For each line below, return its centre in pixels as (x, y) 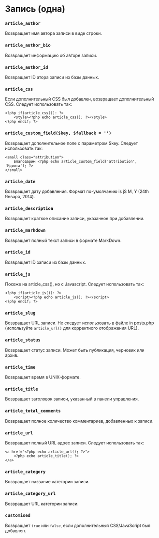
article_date (20, 181)
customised (18, 515)
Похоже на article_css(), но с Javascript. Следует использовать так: (74, 284)
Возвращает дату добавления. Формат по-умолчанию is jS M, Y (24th (77, 191)
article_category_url (30, 494)
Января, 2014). (20, 196)
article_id (18, 252)
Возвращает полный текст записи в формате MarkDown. (63, 240)
